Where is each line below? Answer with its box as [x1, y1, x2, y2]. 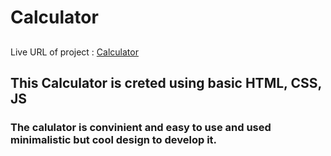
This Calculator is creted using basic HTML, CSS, [10, 74, 322, 91]
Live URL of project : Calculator [10, 46, 139, 58]
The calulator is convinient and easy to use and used [10, 120, 272, 134]
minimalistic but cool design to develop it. [10, 132, 218, 146]
